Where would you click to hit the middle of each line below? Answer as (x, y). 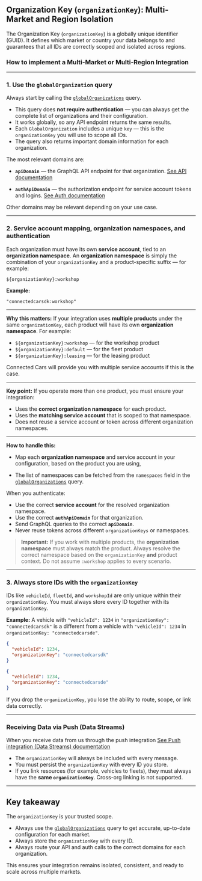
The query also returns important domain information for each (92, 141)
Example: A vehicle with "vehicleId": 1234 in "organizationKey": (88, 620)
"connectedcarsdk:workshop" (41, 301)
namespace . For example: (39, 331)
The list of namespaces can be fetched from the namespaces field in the (103, 475)
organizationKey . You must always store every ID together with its (88, 602)
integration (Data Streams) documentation (58, 747)
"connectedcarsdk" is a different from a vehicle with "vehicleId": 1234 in (96, 626)
